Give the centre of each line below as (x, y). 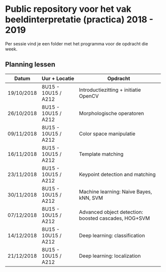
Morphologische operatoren (111, 113)
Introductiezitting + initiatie (110, 90)
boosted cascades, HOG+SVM (114, 218)
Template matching (101, 154)
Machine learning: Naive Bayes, (115, 192)
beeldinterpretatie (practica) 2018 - (79, 19)
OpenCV (89, 96)
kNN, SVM (91, 197)
